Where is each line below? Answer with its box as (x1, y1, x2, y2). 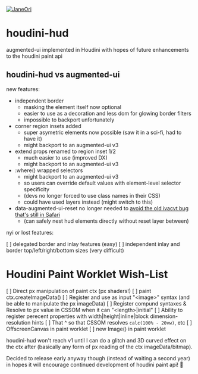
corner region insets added (14, 122, 81, 129)
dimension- (150, 313, 178, 320)
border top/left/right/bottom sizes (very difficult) (6, 247, 124, 254)
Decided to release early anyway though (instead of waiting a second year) (6, 354, 190, 361)
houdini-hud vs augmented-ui (6, 70, 120, 80)
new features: (6, 85, 40, 92)
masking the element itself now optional (23, 103, 122, 110)
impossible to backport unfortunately (23, 116, 115, 123)
